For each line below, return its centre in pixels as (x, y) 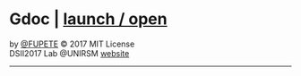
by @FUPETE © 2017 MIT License (72, 44)
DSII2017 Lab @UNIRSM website (69, 53)
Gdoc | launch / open (88, 19)
